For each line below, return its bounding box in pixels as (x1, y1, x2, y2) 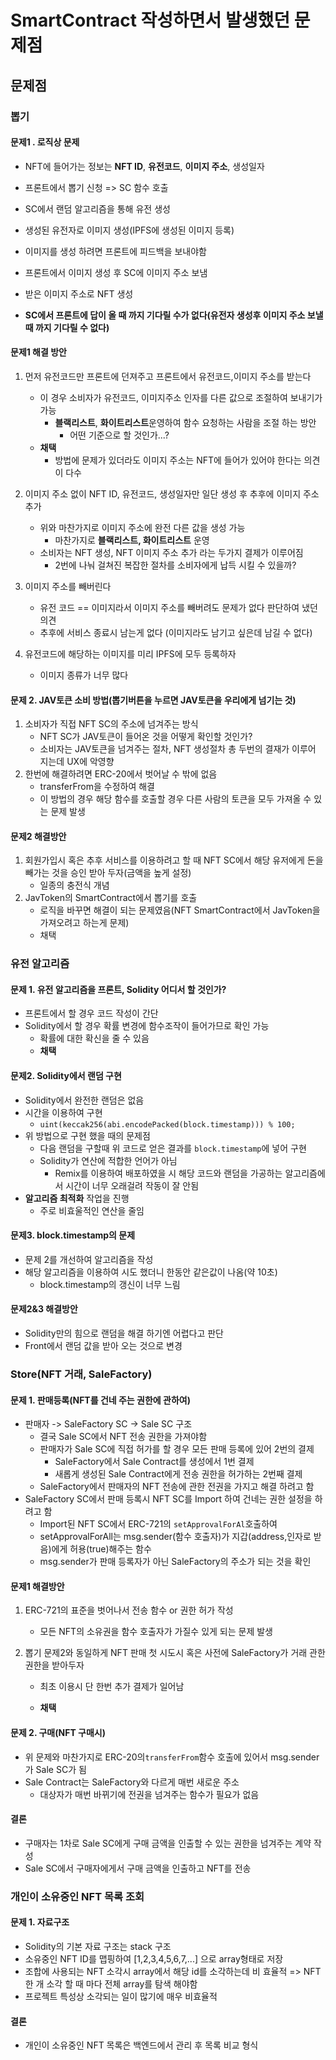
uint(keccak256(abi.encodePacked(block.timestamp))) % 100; (39, 1119, 296, 1130)
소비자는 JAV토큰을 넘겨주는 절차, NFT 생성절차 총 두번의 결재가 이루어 (39, 743, 317, 755)
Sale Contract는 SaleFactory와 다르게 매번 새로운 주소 (24, 1776, 240, 1788)
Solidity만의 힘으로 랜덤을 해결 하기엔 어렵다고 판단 (24, 1327, 224, 1340)
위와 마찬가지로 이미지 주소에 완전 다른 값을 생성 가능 (39, 521, 246, 533)
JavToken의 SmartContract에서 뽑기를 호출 (24, 892, 198, 904)
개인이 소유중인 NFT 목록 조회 (10, 1889, 145, 1903)
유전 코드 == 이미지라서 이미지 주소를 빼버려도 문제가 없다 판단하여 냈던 (39, 601, 318, 613)
